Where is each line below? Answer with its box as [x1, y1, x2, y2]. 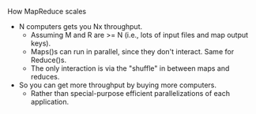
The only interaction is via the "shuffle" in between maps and [30, 64, 230, 73]
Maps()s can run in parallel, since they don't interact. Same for [30, 47, 235, 56]
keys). [30, 39, 51, 48]
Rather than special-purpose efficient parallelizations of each [30, 89, 231, 97]
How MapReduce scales [7, 7, 87, 16]
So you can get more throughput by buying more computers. [18, 80, 216, 90]
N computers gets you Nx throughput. [18, 22, 143, 31]
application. [30, 97, 70, 106]
